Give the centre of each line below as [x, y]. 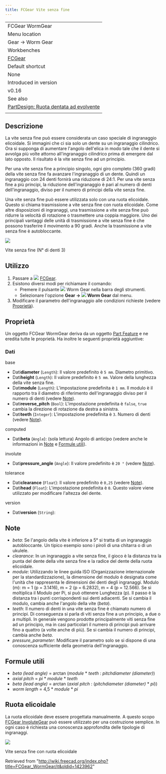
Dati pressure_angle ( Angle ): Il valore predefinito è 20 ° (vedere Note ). [83, 464]
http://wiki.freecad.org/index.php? [73, 761]
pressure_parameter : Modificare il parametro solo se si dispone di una [84, 640]
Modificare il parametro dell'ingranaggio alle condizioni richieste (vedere [86, 301]
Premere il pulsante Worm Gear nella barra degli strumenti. [83, 290]
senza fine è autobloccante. [33, 231]
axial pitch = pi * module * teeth [45, 678]
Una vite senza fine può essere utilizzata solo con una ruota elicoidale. [77, 200]
